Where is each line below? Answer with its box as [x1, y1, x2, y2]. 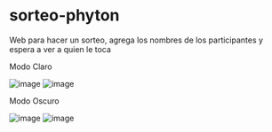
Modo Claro [9, 61, 52, 72]
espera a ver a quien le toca [9, 43, 111, 54]
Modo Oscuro [9, 95, 60, 106]
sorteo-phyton [9, 5, 120, 26]
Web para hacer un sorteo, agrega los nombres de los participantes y [9, 35, 264, 45]
